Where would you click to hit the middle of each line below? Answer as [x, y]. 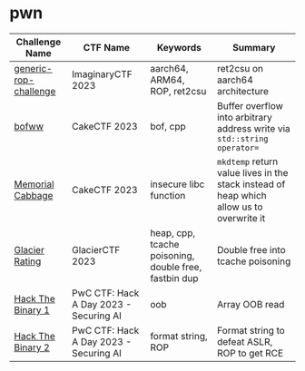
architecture [243, 91]
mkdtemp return [247, 161]
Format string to [251, 330]
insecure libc [177, 184]
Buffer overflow [250, 105]
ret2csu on [240, 68]
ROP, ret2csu [178, 91]
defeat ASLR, [245, 341]
